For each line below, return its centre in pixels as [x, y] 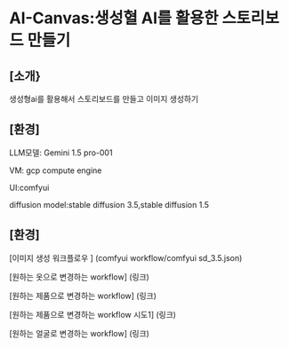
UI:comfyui [29, 187]
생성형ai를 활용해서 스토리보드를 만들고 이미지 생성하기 [104, 99]
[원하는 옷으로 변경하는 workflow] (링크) [79, 277]
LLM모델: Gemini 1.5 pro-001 [61, 153]
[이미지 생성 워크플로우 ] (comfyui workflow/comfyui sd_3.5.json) [126, 257]
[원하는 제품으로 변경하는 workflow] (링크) [83, 296]
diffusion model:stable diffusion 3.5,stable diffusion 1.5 [109, 204]
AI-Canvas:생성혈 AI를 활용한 [114, 18]
